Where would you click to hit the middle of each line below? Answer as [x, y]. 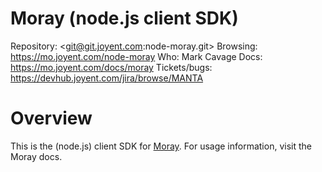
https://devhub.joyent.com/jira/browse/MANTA [107, 78]
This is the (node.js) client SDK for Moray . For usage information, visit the [161, 146]
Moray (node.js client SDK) [124, 18]
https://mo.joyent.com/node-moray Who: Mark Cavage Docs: [136, 56]
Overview [51, 118]
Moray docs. [36, 156]
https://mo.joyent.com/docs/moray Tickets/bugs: [111, 67]
